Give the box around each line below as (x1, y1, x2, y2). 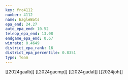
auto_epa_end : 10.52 (5, 26, 49, 32)
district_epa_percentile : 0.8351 (5, 50, 76, 55)
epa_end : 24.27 (5, 21, 38, 27)
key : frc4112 (5, 7, 33, 13)
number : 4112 (5, 12, 33, 17)
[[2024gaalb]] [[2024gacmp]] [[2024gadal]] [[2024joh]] (5, 69, 123, 75)
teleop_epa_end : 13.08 (5, 31, 53, 36)
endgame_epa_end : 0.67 (5, 36, 53, 41)
